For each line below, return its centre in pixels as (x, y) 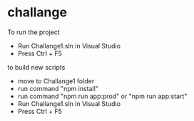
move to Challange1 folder (56, 81)
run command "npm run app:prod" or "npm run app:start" (102, 96)
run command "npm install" (58, 88)
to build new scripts (36, 67)
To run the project (34, 32)
